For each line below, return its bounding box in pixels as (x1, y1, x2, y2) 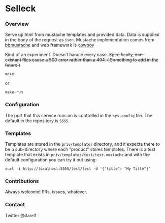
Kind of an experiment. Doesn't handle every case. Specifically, (5, 52, 134, 58)
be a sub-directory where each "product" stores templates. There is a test (5, 146, 156, 153)
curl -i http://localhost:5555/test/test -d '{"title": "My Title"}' (5, 166, 151, 171)
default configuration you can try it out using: (5, 157, 97, 163)
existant (5, 57, 21, 63)
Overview (5, 21, 29, 28)
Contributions (5, 178, 39, 185)
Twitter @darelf (5, 212, 37, 218)
